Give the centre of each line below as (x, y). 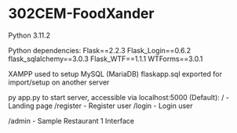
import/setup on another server (59, 82)
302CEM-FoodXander (81, 14)
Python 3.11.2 (29, 35)
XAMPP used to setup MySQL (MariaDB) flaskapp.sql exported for (115, 74)
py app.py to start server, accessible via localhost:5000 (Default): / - (119, 97)
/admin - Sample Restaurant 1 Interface (71, 120)
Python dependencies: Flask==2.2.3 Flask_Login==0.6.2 (100, 50)
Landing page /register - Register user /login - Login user (101, 106)
